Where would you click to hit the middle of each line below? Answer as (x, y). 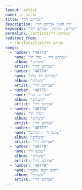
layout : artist (21, 10)
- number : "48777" (29, 128)
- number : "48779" (29, 165)
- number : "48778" (29, 147)
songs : (12, 48)
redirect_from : (21, 39)
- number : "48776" (29, 109)
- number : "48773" (29, 52)
